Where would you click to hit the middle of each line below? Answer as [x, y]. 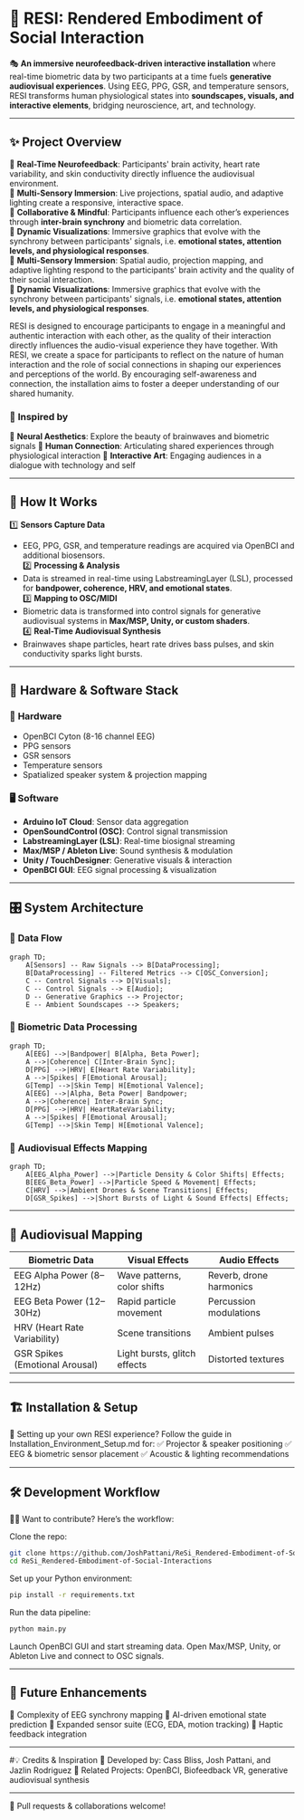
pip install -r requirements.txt [72, 1595]
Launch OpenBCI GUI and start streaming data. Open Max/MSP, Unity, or [145, 1646]
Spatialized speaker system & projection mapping [115, 774]
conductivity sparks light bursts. [82, 653]
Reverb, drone [238, 1275]
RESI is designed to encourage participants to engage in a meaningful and [147, 326]
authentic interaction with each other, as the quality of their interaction [140, 335]
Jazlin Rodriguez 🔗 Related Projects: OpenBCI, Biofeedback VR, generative [149, 1770]
